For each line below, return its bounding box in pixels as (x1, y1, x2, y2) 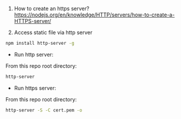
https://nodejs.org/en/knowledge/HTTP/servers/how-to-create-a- (14, 11, 175, 18)
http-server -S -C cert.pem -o (5, 107, 83, 113)
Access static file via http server (14, 29, 93, 36)
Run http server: (14, 51, 54, 58)
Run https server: (14, 84, 57, 91)
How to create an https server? (14, 5, 90, 12)
